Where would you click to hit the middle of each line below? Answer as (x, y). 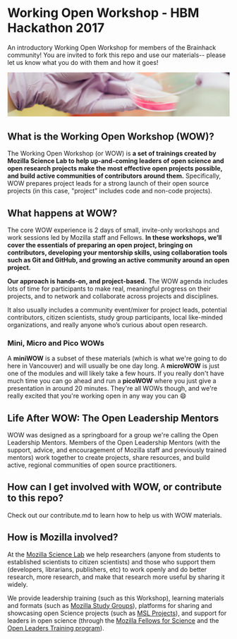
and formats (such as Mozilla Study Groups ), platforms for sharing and (110, 605)
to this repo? (35, 498)
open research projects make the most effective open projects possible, (115, 169)
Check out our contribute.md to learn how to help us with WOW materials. (115, 515)
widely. (18, 584)
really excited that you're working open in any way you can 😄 (97, 396)
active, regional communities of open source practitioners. (92, 465)
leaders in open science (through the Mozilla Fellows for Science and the (113, 620)
